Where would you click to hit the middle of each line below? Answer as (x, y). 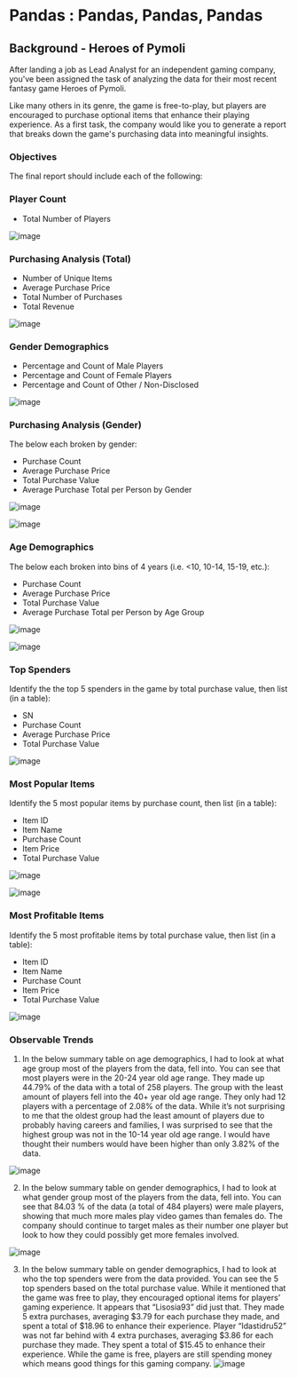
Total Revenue (48, 306)
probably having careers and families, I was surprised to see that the (147, 1125)
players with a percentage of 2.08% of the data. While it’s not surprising (153, 1105)
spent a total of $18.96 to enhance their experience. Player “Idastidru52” (154, 1326)
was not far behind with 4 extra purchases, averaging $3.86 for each (148, 1335)
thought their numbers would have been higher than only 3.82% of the (151, 1144)
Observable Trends (51, 1040)
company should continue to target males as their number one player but (155, 1225)
